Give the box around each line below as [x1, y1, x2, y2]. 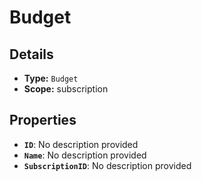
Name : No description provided [23, 149, 147, 161]
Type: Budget [23, 72, 79, 84]
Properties [9, 112, 77, 129]
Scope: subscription [23, 83, 109, 95]
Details [9, 46, 54, 63]
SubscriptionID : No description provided [23, 159, 192, 171]
